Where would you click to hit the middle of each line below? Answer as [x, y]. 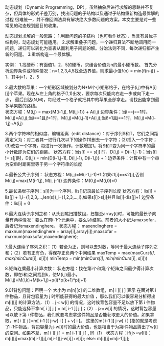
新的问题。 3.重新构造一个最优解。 [40, 54]
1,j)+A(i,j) [14, 123]
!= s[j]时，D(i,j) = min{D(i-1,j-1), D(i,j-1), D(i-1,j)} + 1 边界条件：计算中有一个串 [82, 158]
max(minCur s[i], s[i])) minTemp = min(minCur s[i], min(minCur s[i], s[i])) [76, 258]
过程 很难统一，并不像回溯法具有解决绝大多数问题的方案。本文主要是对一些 [81, 19]
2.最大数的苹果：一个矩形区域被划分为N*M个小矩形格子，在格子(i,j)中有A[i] [81, 87]
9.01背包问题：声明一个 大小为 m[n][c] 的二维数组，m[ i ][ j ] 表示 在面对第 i [81, 290]
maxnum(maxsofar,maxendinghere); [42, 237]
